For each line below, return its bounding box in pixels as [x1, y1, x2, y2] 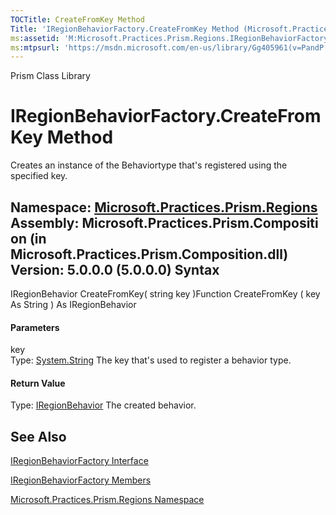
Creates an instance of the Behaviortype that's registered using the [10, 159, 288, 171]
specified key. [10, 170, 68, 182]
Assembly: [10, 214, 80, 231]
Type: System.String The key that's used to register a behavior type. [10, 354, 292, 366]
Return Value [10, 377, 66, 389]
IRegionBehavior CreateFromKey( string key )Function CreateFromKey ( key [10, 288, 321, 300]
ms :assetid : [10, 33, 60, 43]
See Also [10, 428, 67, 445]
